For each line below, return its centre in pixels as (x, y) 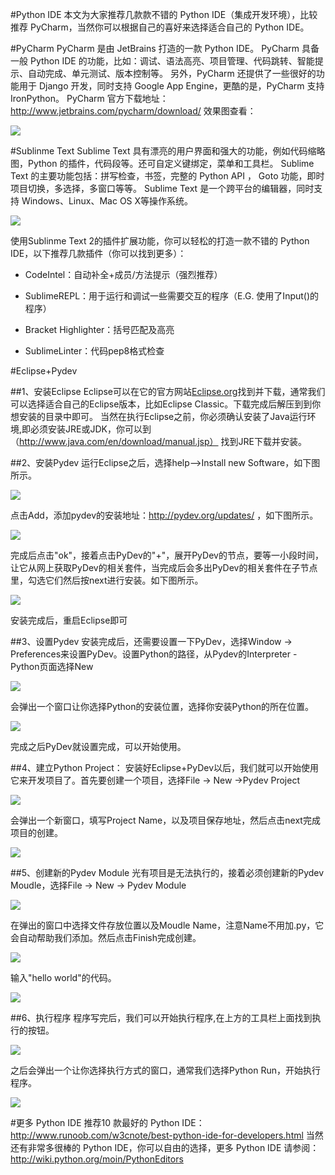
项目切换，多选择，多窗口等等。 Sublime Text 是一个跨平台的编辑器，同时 (162, 188)
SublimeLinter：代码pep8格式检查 (94, 351)
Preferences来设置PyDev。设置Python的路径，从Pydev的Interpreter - (154, 654)
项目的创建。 (36, 832)
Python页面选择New (52, 666)
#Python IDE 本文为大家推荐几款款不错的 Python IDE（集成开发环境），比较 (164, 14)
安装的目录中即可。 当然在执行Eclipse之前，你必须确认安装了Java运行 (163, 416)
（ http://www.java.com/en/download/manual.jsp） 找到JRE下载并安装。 (158, 441)
